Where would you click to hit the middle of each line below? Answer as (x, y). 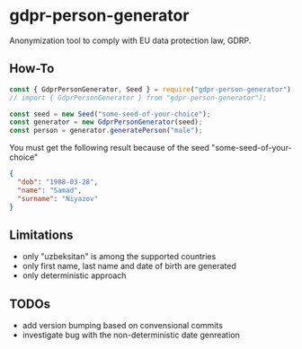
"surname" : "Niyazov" (58, 198)
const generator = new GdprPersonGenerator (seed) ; (106, 122)
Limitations (41, 235)
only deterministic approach (74, 275)
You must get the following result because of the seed (109, 148)
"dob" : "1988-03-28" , (58, 182)
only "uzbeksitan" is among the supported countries (119, 257)
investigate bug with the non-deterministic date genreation (131, 335)
